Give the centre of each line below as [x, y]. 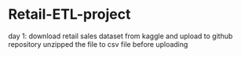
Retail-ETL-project [69, 14]
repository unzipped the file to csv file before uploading [98, 44]
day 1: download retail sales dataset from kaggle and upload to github [120, 36]
